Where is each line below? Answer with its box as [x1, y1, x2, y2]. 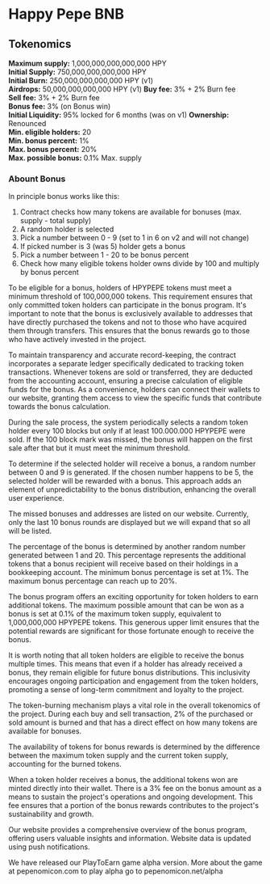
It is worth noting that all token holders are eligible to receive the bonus [8, 650, 244, 660]
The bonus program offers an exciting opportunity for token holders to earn [8, 592, 259, 602]
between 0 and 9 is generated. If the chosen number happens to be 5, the [8, 467, 254, 477]
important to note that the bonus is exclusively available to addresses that [8, 309, 253, 319]
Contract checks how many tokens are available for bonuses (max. [19, 207, 242, 217]
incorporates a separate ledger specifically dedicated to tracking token [8, 359, 244, 369]
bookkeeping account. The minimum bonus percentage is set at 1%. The [8, 568, 249, 577]
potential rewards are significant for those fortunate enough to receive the [8, 626, 255, 636]
